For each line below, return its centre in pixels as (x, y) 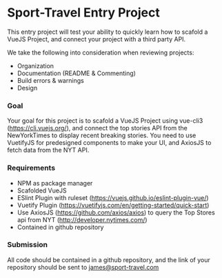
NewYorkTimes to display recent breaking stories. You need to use (102, 135)
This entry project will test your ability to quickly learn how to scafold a (108, 32)
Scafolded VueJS (42, 190)
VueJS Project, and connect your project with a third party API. (97, 39)
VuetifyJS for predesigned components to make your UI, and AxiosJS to (109, 143)
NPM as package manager (55, 183)
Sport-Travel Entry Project (83, 13)
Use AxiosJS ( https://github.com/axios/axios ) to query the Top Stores (116, 212)
